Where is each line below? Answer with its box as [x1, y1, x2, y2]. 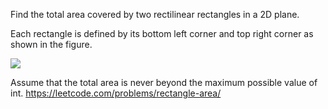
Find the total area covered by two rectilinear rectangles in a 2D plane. [10, 9, 300, 20]
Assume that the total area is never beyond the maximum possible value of [10, 77, 318, 88]
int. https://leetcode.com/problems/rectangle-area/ [10, 87, 222, 99]
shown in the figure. [10, 39, 93, 50]
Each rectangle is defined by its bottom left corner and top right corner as [10, 28, 314, 39]
